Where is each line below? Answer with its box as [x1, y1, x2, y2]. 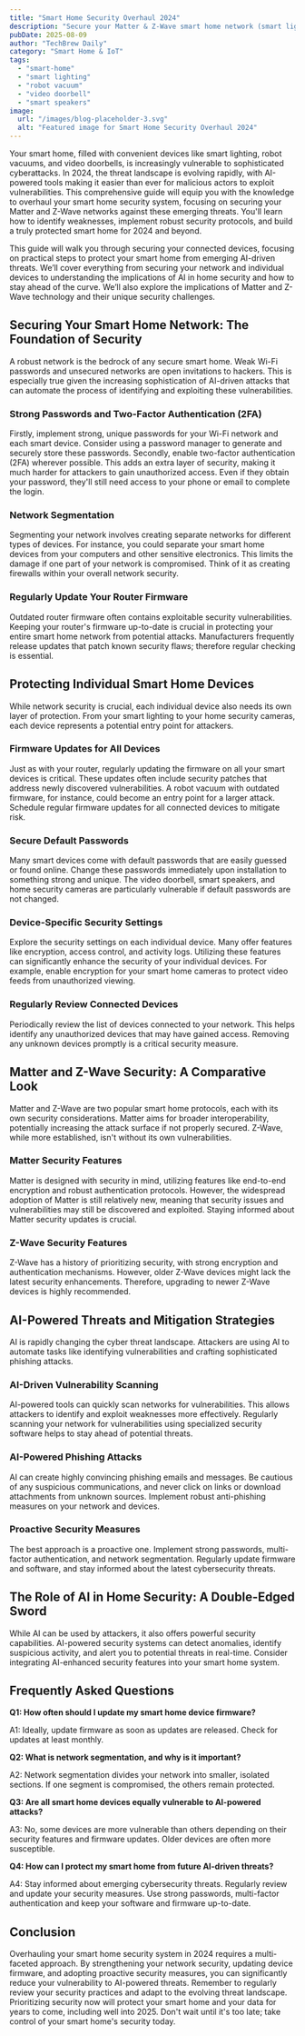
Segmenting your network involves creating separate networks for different [9, 529, 291, 541]
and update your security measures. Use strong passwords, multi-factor [9, 1888, 280, 1900]
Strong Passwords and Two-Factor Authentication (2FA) [9, 407, 262, 420]
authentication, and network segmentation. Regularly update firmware [33, 1553, 296, 1564]
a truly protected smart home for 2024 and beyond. [9, 225, 202, 236]
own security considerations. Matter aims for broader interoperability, [9, 1113, 270, 1123]
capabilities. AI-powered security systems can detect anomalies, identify [9, 1637, 282, 1648]
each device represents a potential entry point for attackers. [9, 720, 234, 731]
